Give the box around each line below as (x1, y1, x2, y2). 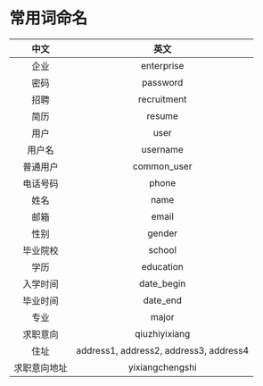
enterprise (141, 59, 185, 71)
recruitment (137, 93, 187, 105)
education (141, 260, 185, 273)
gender (146, 227, 178, 239)
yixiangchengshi (127, 361, 198, 373)
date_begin (139, 277, 186, 289)
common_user (132, 160, 193, 172)
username (141, 143, 185, 155)
